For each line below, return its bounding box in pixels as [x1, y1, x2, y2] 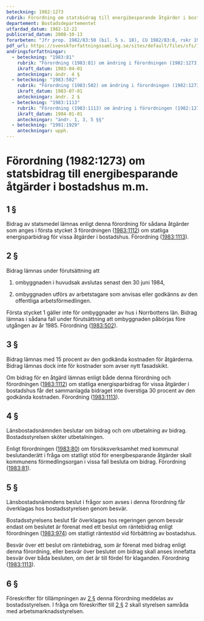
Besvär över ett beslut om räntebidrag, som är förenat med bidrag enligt [6, 541, 186, 549]
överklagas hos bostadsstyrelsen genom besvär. [6, 505, 128, 512]
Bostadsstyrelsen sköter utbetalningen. [6, 433, 104, 441]
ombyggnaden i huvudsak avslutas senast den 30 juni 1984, [15, 278, 165, 286]
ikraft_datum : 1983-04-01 [17, 65, 83, 72]
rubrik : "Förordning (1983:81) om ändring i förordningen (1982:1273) [17, 60, 200, 66]
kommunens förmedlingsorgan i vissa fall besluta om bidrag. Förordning [6, 458, 186, 466]
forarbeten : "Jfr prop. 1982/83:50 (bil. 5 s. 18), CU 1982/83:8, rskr [6, 37, 191, 43]
